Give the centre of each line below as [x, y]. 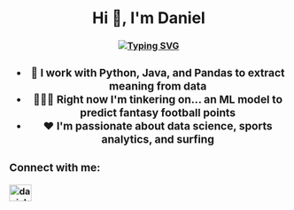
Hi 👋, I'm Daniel [149, 18]
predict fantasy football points [158, 113]
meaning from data [158, 86]
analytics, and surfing [158, 139]
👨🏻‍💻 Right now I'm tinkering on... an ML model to [158, 99]
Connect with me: [55, 167]
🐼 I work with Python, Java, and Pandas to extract [158, 73]
